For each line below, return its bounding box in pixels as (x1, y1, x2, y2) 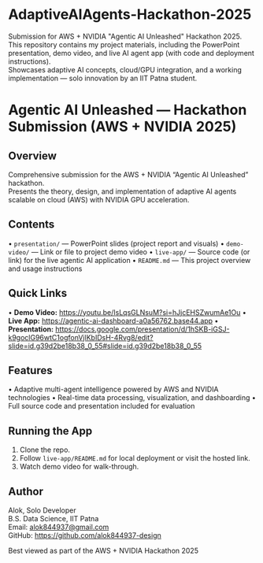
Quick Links (8, 287, 68, 300)
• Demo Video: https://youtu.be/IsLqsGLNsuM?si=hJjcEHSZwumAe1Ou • (8, 307, 246, 317)
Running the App (8, 424, 93, 438)
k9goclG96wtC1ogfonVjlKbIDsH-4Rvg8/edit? (8, 332, 154, 342)
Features (8, 364, 53, 377)
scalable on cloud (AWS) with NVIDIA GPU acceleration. (8, 194, 190, 204)
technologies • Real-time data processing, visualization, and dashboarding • (8, 393, 256, 402)
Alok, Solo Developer (8, 506, 76, 515)
